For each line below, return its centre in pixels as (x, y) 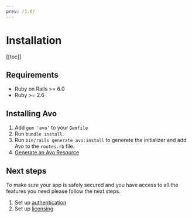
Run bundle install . (39, 134)
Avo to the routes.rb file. (44, 146)
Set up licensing (34, 209)
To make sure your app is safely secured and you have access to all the (92, 185)
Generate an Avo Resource (47, 153)
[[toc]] (14, 57)
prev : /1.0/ (20, 11)
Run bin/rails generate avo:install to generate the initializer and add (100, 140)
